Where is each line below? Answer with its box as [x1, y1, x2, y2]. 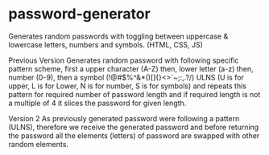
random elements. [8, 139, 68, 149]
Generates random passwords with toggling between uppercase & [8, 31, 229, 41]
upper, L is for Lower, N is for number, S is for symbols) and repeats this [8, 81, 247, 91]
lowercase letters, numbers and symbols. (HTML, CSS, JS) [8, 39, 204, 49]
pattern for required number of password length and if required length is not [8, 89, 261, 99]
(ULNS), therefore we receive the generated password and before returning [8, 122, 259, 132]
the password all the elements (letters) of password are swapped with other [8, 130, 260, 141]
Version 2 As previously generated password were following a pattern [8, 113, 240, 123]
